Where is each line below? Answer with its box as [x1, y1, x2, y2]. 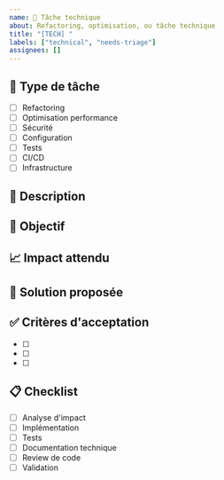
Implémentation [21, 422, 80, 433]
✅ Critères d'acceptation [9, 315, 150, 330]
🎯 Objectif [9, 219, 66, 234]
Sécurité [21, 122, 53, 133]
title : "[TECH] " [9, 29, 73, 38]
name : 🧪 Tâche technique [9, 12, 101, 22]
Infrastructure [21, 162, 73, 173]
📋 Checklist [9, 384, 78, 399]
